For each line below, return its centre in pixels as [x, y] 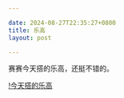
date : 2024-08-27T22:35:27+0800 [62, 22]
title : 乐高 [27, 30]
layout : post [30, 38]
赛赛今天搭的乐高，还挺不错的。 [61, 68]
